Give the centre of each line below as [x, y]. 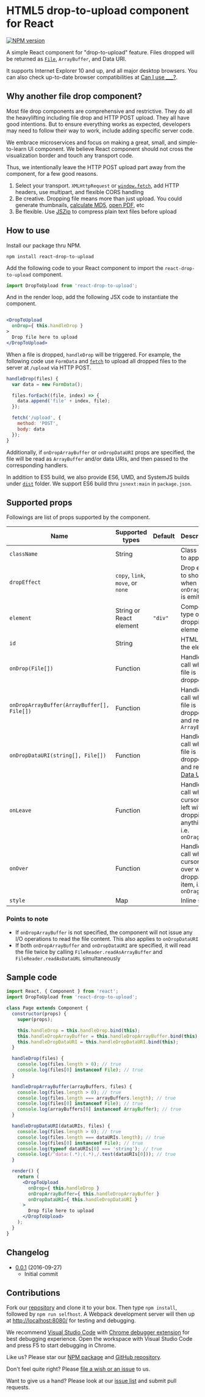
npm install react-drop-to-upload [50, 256]
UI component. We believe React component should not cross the [110, 149]
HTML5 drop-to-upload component [98, 11]
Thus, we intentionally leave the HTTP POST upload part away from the [96, 167]
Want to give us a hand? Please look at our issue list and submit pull [92, 1381]
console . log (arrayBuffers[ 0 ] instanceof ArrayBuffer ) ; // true [99, 1109]
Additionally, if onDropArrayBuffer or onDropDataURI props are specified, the [101, 452]
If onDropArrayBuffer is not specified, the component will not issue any [104, 932]
